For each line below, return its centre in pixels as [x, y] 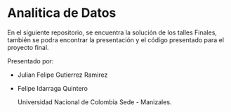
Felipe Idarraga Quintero [53, 88]
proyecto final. [28, 47]
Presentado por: [31, 61]
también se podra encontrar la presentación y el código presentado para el [116, 39]
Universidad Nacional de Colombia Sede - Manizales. [94, 102]
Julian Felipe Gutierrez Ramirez [62, 75]
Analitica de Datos [62, 13]
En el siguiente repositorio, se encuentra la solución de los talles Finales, [112, 32]
